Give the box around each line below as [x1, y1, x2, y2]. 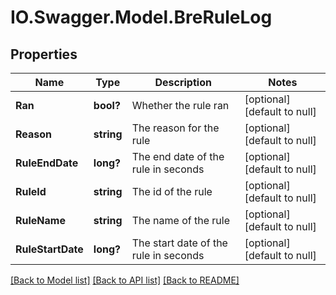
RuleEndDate [15, 156, 79, 170]
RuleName [15, 214, 66, 227]
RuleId [15, 185, 47, 198]
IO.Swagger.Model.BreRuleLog [10, 6, 273, 29]
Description [154, 76, 212, 89]
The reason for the [131, 121, 220, 135]
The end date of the [131, 150, 225, 163]
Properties [10, 46, 78, 63]
